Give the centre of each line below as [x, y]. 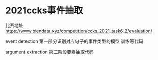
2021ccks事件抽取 [44, 10]
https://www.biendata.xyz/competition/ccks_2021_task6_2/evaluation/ [79, 31]
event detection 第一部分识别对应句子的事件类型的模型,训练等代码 [74, 41]
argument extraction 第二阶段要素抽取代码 [50, 52]
